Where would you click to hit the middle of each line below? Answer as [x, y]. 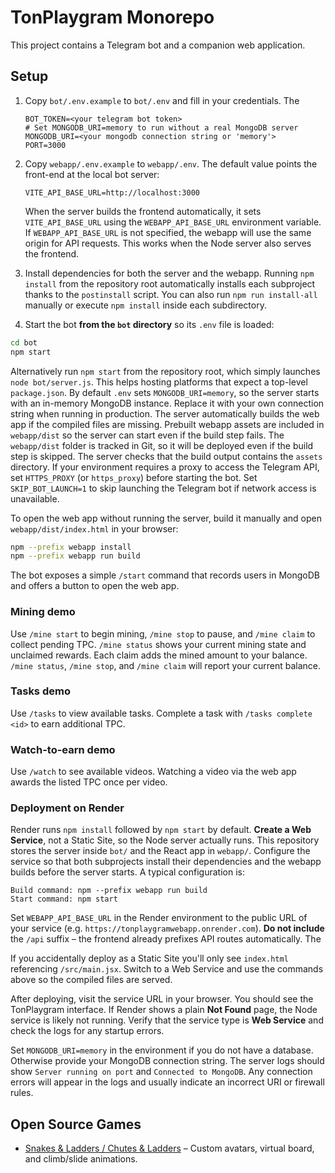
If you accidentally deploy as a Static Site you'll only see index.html [149, 958]
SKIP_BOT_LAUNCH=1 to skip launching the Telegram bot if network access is [163, 488]
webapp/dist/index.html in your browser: [94, 528]
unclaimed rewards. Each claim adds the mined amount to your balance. [159, 655]
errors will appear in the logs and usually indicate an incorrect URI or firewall [167, 1082]
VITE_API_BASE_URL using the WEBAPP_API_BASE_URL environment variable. [173, 222]
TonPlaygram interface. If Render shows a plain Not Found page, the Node [164, 1010]
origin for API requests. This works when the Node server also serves [168, 243]
